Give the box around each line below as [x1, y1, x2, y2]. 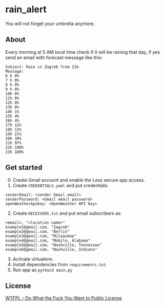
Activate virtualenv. [12, 256, 54, 262]
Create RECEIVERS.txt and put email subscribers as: [12, 210, 122, 216]
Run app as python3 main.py [12, 267, 73, 273]
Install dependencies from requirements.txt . [12, 261, 108, 267]
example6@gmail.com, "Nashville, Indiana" [5, 247, 97, 252]
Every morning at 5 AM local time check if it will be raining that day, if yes [5, 49, 160, 55]
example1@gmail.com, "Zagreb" [5, 224, 70, 230]
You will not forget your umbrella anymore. [5, 20, 95, 27]
